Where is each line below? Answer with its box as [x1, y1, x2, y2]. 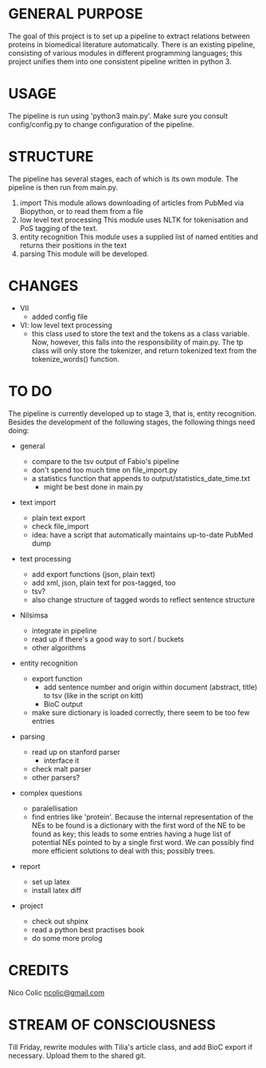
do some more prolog [31, 933, 103, 943]
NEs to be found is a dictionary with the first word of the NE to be [31, 820, 246, 830]
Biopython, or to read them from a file [19, 206, 143, 216]
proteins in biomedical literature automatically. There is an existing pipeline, [8, 39, 256, 49]
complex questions [19, 788, 83, 797]
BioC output [43, 699, 84, 709]
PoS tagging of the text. [19, 223, 98, 232]
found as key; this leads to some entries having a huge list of [31, 828, 231, 839]
